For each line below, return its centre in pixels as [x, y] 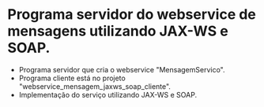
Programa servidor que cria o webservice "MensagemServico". [122, 69]
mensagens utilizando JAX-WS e [118, 31]
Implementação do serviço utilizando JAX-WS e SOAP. [108, 94]
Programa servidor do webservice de [132, 15]
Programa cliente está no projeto [72, 78]
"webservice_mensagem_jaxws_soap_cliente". [95, 86]
